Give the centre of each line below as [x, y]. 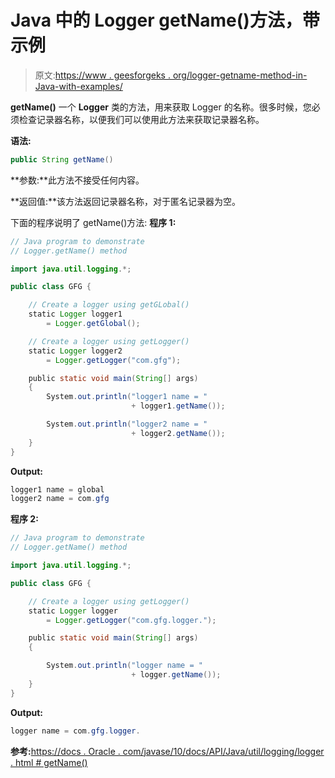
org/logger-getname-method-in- [240, 75]
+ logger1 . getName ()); [178, 406]
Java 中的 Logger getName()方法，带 [165, 20]
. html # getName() [49, 762]
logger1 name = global [57, 489]
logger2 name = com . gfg [60, 499]
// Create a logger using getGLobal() [109, 305]
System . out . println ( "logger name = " [124, 666]
